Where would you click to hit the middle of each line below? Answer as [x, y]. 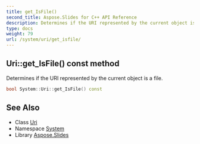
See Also [23, 108]
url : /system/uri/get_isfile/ [44, 39]
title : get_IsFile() [32, 12]
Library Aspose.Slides [42, 134]
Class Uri [26, 122]
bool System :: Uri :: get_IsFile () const [54, 89]
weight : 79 [20, 34]
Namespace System [39, 128]
